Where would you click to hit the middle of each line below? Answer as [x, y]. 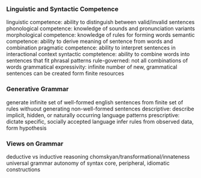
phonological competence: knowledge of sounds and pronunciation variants [101, 28]
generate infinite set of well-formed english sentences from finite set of [95, 102]
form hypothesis [26, 128]
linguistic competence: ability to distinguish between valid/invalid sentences [100, 22]
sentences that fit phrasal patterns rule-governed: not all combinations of [97, 61]
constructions [23, 169]
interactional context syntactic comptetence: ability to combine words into [98, 54]
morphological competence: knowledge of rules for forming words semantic [101, 35]
